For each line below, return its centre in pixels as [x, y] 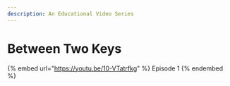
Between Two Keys [65, 48]
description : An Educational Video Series [71, 14]
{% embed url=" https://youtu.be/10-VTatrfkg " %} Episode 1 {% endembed [115, 68]
